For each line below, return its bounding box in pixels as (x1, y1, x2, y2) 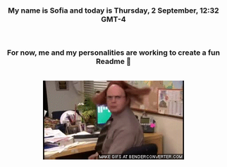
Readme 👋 (96, 57, 131, 67)
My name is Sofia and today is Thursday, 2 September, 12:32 (8, 6, 219, 15)
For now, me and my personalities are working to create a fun (6, 48, 221, 58)
